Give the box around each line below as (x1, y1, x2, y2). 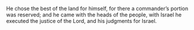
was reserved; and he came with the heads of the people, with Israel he (6, 11, 182, 18)
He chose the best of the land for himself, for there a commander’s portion (6, 5, 189, 12)
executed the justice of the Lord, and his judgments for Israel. (6, 18, 157, 24)
